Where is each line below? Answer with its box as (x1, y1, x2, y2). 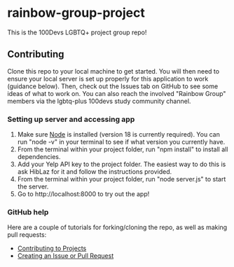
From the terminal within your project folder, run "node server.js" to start (17, 175, 226, 184)
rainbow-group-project (7, 5, 145, 21)
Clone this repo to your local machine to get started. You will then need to (7, 67, 219, 75)
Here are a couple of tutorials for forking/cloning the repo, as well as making (7, 223, 228, 232)
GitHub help (7, 207, 49, 217)
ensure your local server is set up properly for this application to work (7, 74, 209, 83)
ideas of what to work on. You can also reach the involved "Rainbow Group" (7, 89, 226, 97)
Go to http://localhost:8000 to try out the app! (17, 190, 150, 198)
